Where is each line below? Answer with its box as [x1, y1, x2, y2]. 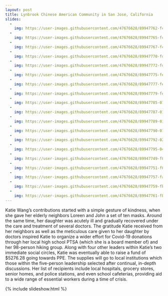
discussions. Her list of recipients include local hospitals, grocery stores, [5, 265, 155, 271]
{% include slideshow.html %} [5, 285, 67, 291]
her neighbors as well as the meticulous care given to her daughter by [5, 228, 149, 234]
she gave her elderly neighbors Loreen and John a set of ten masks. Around [5, 212, 162, 218]
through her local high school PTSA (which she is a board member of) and [5, 238, 158, 245]
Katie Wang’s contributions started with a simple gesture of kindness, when [5, 207, 160, 213]
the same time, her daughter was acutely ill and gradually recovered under [5, 217, 158, 223]
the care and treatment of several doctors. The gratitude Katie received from [5, 223, 163, 229]
